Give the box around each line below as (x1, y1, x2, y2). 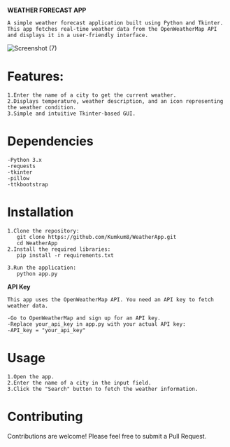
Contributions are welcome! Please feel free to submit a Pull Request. (7, 432, 207, 440)
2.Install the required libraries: (7, 245, 111, 253)
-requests (7, 163, 36, 170)
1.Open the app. (7, 373, 55, 380)
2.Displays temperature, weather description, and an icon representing (7, 97, 224, 104)
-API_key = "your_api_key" (7, 326, 86, 333)
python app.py (16, 270, 58, 277)
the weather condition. (7, 104, 77, 111)
